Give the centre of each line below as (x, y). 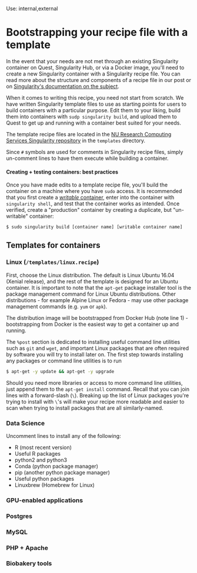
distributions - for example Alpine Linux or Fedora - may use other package (97, 300)
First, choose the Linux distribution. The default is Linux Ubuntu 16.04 (90, 275)
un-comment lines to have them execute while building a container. (87, 158)
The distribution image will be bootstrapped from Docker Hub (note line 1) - (97, 317)
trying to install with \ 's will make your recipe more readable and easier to (95, 401)
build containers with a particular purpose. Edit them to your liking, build (94, 110)
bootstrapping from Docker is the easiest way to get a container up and (93, 324)
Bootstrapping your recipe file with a (97, 32)
